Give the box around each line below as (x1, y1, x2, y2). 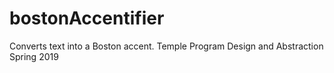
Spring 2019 (9, 50, 59, 62)
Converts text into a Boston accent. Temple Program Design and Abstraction (9, 40, 324, 52)
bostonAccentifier (9, 7, 165, 30)
